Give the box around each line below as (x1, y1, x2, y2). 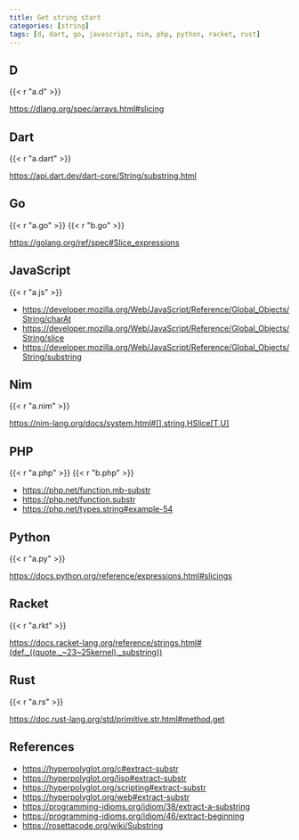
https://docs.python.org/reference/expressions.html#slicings (9, 571, 233, 581)
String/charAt (21, 313, 71, 324)
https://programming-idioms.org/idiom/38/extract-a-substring (21, 801, 251, 811)
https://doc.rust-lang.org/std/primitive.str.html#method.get (9, 713, 225, 724)
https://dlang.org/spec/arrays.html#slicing (9, 103, 165, 114)
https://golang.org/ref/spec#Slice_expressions (9, 237, 180, 248)
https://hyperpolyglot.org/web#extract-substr (21, 791, 190, 803)
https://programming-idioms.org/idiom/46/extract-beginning (21, 811, 245, 821)
